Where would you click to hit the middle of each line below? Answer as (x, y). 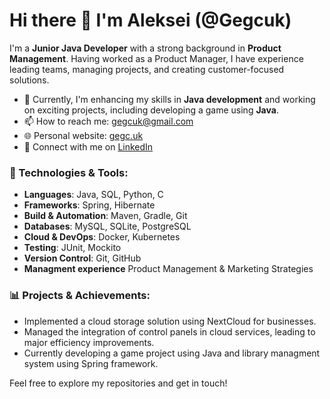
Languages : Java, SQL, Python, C (93, 195)
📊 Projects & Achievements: (80, 296)
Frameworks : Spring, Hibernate (89, 205)
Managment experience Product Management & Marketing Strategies (168, 269)
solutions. (29, 80)
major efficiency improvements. (89, 342)
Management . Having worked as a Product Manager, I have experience (156, 58)
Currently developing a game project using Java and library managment (172, 353)
